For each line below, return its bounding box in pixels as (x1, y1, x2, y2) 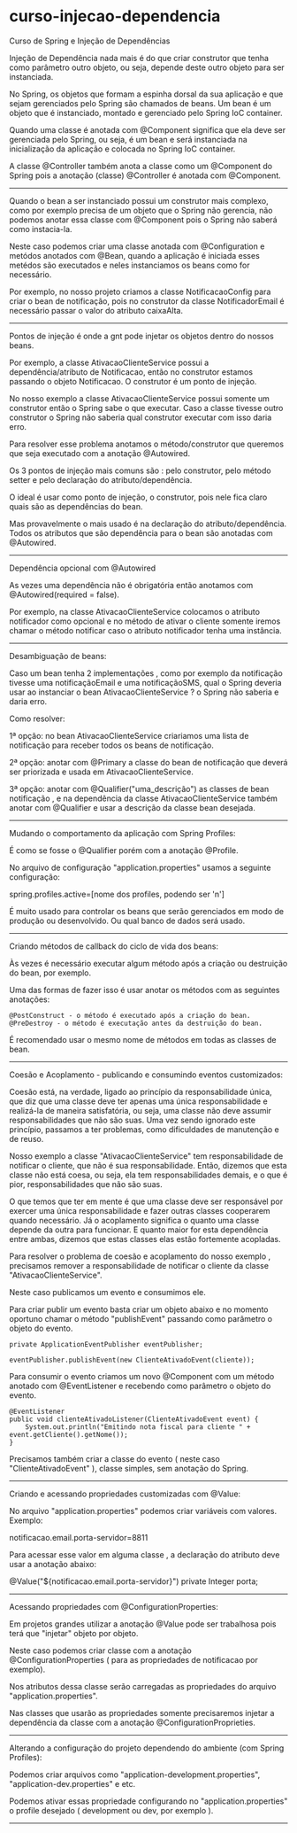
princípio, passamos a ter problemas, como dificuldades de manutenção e (9, 1123, 280, 1135)
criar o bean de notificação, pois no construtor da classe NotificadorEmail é (9, 295, 285, 307)
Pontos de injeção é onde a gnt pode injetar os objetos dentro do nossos (9, 330, 274, 341)
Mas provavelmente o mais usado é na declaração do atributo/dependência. (9, 518, 287, 529)
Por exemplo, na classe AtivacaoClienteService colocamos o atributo (9, 606, 261, 617)
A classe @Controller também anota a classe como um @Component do (9, 160, 272, 171)
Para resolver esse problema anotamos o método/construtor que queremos (9, 439, 285, 449)
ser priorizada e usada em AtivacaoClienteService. (9, 766, 194, 777)
